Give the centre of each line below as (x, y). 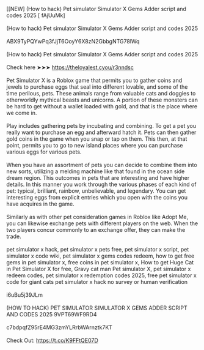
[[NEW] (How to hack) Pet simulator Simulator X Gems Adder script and (96, 9)
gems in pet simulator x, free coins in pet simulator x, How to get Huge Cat (100, 262)
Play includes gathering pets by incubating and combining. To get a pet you (101, 126)
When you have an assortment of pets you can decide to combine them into (102, 165)
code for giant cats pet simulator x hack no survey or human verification (97, 282)
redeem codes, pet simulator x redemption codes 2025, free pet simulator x (101, 275)
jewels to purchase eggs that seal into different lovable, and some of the (97, 87)
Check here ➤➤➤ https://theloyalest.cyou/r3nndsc (70, 67)
